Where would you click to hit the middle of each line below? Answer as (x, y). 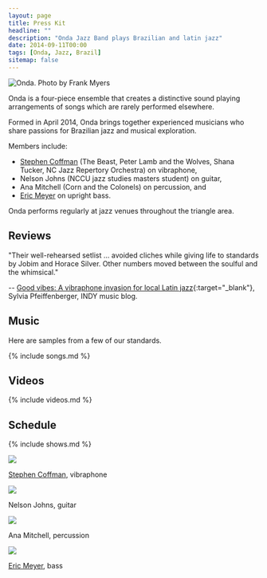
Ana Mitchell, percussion (49, 536)
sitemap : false (33, 61)
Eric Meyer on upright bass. (65, 195)
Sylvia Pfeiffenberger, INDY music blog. (73, 296)
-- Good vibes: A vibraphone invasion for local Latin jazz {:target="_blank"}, (132, 287)
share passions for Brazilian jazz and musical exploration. (102, 130)
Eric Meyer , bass (36, 566)
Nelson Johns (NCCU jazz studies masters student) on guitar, (121, 178)
